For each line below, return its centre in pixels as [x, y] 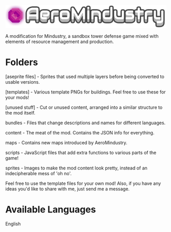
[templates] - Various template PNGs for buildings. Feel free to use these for [85, 92]
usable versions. [23, 82]
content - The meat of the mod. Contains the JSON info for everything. [80, 133]
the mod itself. [20, 113]
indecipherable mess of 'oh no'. [38, 173]
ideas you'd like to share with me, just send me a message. [67, 189]
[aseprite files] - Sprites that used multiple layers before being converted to [85, 76]
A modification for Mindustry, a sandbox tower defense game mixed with [82, 36]
